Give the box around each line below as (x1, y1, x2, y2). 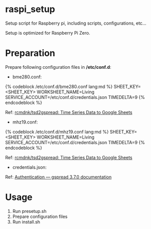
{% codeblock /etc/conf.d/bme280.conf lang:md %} (5, 83, 113, 89)
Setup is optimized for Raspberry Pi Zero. (5, 30, 90, 36)
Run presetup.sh (12, 208, 46, 214)
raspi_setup (5, 4, 55, 15)
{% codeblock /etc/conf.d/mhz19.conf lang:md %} (5, 129, 109, 135)
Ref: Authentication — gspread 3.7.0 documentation (5, 174, 111, 180)
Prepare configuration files (12, 213, 67, 219)
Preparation (5, 48, 55, 59)
